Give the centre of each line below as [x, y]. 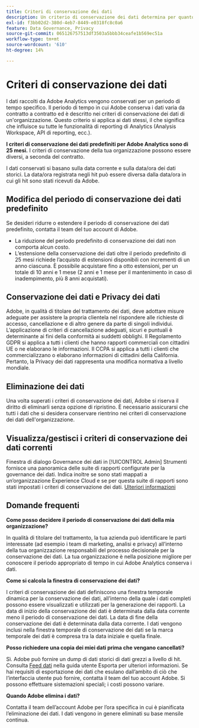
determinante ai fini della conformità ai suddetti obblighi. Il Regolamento [94, 336]
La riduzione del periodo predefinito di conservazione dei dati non [95, 240]
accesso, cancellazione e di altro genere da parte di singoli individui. [90, 324]
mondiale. [18, 368]
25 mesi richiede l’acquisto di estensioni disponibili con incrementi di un [102, 259]
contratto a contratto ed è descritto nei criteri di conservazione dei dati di [95, 114]
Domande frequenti [43, 506]
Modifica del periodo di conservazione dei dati [94, 199]
